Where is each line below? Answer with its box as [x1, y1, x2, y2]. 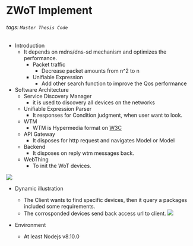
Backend [23, 144, 46, 151]
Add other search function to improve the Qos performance [41, 80, 187, 87]
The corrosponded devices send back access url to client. [23, 210, 166, 217]
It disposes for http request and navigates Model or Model [32, 137, 175, 144]
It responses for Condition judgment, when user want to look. [32, 111, 183, 119]
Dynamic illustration [14, 185, 64, 192]
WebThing [23, 156, 49, 163]
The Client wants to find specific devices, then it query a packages [23, 197, 188, 204]
